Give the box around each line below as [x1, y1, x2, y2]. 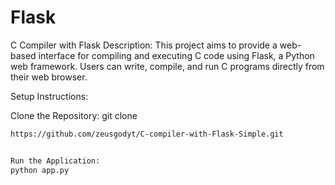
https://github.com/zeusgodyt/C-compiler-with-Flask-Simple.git [10, 129, 284, 139]
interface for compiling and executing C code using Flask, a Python [38, 49, 315, 61]
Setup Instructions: [10, 90, 89, 102]
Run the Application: [10, 156, 101, 166]
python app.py [10, 165, 70, 175]
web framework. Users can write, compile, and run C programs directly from [10, 60, 325, 72]
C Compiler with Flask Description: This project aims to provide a [10, 39, 278, 51]
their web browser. [10, 71, 88, 83]
